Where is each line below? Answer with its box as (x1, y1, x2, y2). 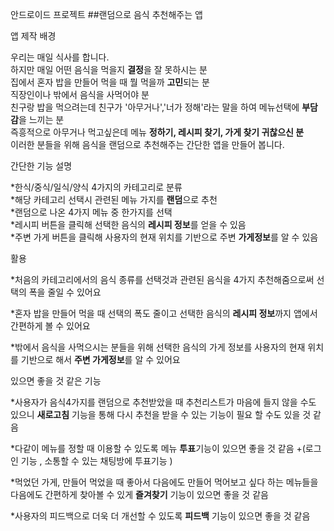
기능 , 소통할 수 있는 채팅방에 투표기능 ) (20, 455, 173, 467)
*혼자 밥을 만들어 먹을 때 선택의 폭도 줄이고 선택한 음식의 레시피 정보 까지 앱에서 (10, 308, 318, 319)
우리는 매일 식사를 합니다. (10, 51, 110, 63)
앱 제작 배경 (10, 30, 57, 42)
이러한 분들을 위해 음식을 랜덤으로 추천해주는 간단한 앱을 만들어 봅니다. (10, 139, 285, 150)
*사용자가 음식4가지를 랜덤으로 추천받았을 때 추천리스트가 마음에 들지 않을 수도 (10, 396, 317, 408)
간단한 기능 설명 (10, 160, 73, 172)
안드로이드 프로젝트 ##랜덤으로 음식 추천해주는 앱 (10, 9, 203, 20)
